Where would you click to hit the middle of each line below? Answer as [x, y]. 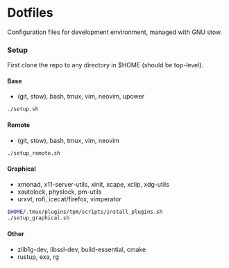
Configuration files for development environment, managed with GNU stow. [115, 32]
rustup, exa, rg [38, 257]
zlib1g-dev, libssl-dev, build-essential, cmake [82, 249]
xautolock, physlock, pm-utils [59, 192]
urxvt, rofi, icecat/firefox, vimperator [69, 199]
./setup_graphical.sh [39, 218]
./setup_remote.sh [34, 153]
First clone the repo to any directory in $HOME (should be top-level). [105, 65]
